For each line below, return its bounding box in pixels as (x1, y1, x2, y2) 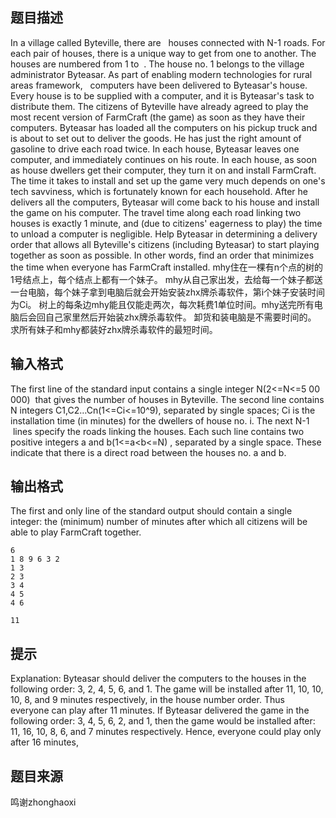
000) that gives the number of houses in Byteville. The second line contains (10, 393, 325, 405)
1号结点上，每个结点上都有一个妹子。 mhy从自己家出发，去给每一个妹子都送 (10, 273, 323, 285)
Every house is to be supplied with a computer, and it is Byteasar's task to (10, 89, 315, 102)
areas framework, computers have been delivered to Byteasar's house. (10, 79, 308, 91)
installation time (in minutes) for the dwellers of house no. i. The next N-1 (10, 414, 310, 427)
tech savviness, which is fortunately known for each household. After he (10, 185, 308, 197)
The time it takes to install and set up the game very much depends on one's (10, 174, 326, 187)
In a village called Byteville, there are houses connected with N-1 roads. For (10, 36, 326, 48)
